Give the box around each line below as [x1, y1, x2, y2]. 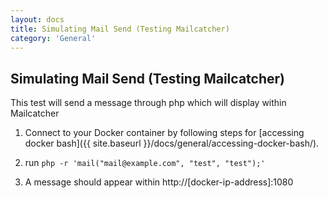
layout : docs [10, 14, 65, 25]
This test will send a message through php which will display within [10, 97, 287, 109]
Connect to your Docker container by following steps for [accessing [24, 127, 305, 139]
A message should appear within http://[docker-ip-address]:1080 [24, 176, 294, 188]
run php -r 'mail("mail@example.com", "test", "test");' [24, 157, 266, 169]
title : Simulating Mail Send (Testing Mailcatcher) [10, 24, 230, 34]
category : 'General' [10, 33, 97, 43]
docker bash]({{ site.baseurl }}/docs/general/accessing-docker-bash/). [24, 137, 320, 150]
